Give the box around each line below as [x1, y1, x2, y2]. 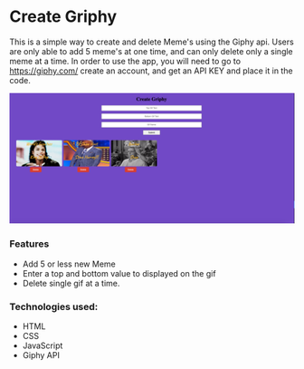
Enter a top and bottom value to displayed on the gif [22, 267, 216, 278]
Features [9, 238, 50, 250]
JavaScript [22, 340, 63, 351]
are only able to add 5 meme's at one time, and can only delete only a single [9, 45, 294, 56]
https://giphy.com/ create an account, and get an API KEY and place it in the [9, 65, 293, 76]
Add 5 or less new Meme [22, 258, 116, 269]
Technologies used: [9, 300, 99, 313]
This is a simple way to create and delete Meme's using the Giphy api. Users [9, 36, 294, 47]
